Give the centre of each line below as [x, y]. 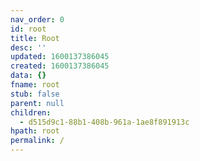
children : [31, 112]
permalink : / [37, 141]
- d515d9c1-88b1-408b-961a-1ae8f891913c [104, 122]
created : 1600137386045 [60, 66]
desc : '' [28, 47]
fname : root [35, 85]
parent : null [37, 103]
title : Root [35, 38]
